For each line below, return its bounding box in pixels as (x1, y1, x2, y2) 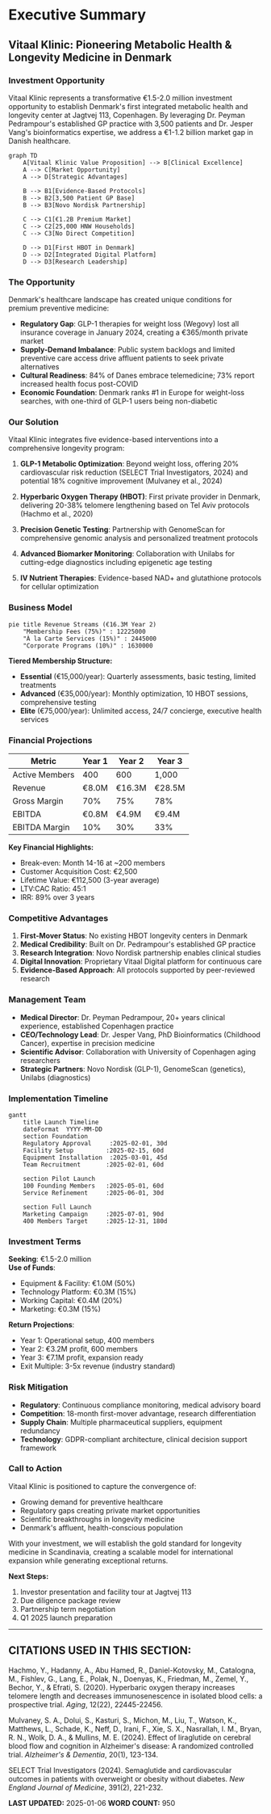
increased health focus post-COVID (19, 379, 139, 389)
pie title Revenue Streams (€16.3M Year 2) (8, 620, 157, 628)
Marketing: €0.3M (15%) (19, 1304, 101, 1314)
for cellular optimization (19, 582, 99, 592)
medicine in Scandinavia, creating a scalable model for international (8, 1546, 234, 1557)
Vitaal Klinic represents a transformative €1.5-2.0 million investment (8, 93, 232, 103)
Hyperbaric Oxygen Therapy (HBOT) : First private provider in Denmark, (19, 491, 261, 502)
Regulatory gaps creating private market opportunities (19, 1505, 201, 1515)
